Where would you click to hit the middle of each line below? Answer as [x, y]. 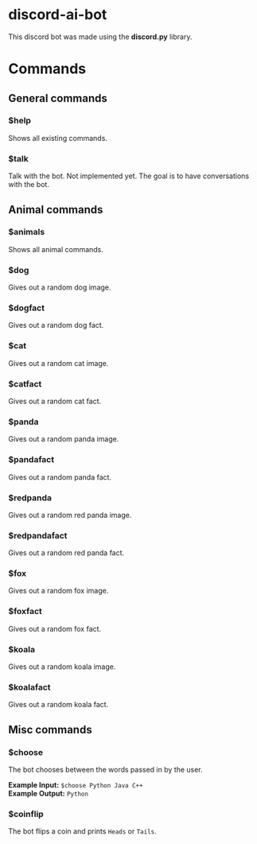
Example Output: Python [49, 794]
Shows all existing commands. [58, 138]
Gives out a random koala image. [62, 667]
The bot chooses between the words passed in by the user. [105, 770]
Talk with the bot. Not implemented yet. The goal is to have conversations [128, 176]
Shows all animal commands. [56, 249]
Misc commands [51, 729]
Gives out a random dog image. [60, 287]
